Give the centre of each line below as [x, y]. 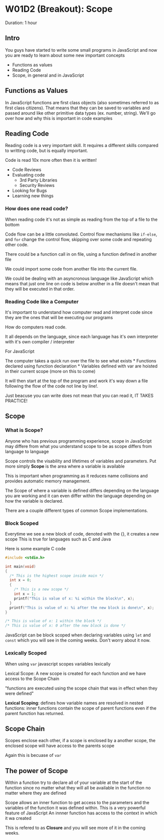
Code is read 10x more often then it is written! [51, 160]
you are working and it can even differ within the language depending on [78, 496]
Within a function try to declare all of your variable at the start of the [74, 782]
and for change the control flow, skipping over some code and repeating [78, 239]
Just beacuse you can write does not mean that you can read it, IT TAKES [79, 395]
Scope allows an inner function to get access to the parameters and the [77, 803]
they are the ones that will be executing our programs [59, 317]
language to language [27, 451]
